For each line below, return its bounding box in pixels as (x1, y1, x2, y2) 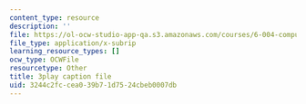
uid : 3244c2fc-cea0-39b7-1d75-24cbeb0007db (9, 80, 178, 90)
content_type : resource (9, 13, 100, 23)
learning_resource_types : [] (9, 47, 120, 56)
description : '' (9, 22, 71, 31)
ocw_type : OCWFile (9, 55, 79, 64)
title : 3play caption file (9, 72, 112, 81)
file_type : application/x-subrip (9, 38, 137, 48)
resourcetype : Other (9, 64, 88, 73)
